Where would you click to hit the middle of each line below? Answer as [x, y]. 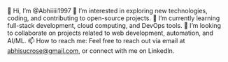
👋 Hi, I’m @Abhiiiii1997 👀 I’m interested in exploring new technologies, [107, 11]
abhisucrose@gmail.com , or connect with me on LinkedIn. [91, 51]
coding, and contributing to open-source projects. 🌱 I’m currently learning [114, 18]
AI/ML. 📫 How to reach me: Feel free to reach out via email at [96, 41]
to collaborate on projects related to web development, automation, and [110, 33]
